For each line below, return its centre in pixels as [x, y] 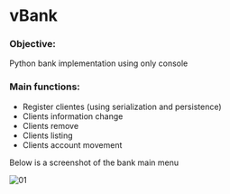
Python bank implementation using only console [99, 63]
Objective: [32, 44]
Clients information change [73, 116]
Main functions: [45, 87]
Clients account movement [72, 144]
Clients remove [51, 125]
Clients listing [48, 135]
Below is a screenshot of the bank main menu [94, 162]
